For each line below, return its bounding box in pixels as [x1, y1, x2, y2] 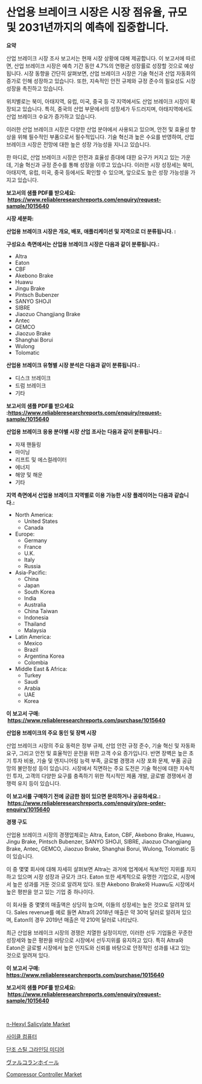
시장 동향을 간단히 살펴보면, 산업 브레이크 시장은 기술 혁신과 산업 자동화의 [24, 70, 196, 77]
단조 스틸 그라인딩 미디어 [6, 1045, 65, 1053]
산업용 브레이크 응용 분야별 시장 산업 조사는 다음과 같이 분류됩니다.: [6, 427, 162, 435]
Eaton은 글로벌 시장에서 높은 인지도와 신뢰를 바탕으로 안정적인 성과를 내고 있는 [6, 944, 191, 951]
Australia [24, 601, 46, 608]
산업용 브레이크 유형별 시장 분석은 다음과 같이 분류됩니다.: [6, 361, 140, 369]
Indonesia [24, 614, 49, 621]
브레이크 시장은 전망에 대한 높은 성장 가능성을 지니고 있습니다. [6, 140, 151, 148]
